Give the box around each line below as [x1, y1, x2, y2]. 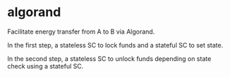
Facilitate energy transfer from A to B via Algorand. [7, 27, 155, 36]
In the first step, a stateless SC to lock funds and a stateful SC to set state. [7, 41, 224, 49]
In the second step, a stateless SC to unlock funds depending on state [7, 54, 212, 63]
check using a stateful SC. [7, 62, 84, 70]
